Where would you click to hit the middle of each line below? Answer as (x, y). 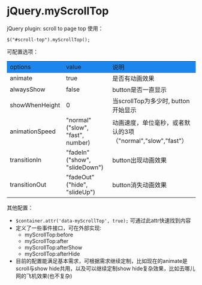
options (20, 67)
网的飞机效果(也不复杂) (44, 276)
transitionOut (28, 184)
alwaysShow (28, 89)
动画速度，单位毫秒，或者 (148, 122)
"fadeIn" (78, 152)
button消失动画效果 (140, 185)
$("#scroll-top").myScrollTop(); (49, 40)
